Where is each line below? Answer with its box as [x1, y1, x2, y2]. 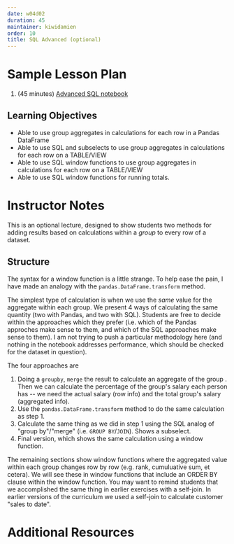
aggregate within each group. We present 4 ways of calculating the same [7, 302, 219, 312]
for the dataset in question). [7, 347, 87, 356]
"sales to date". [7, 500, 51, 508]
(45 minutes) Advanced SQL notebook [17, 90, 129, 98]
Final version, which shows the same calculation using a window [17, 434, 204, 442]
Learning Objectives [7, 110, 98, 122]
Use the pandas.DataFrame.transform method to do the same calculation [17, 404, 225, 413]
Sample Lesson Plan [7, 67, 127, 83]
